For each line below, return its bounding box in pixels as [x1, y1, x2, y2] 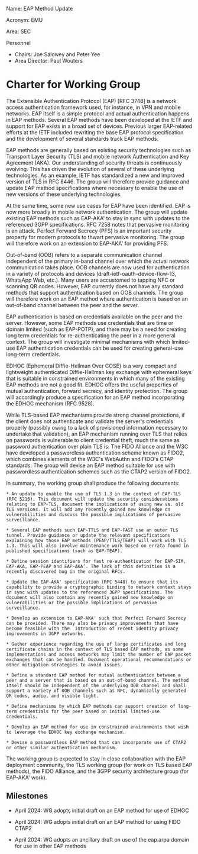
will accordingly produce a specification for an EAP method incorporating [6, 394, 185, 401]
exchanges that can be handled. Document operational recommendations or [6, 656, 192, 662]
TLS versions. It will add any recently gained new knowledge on [6, 506, 170, 513]
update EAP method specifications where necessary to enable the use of [6, 184, 184, 191]
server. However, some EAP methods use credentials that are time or [6, 319, 174, 326]
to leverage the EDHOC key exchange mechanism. [6, 729, 126, 735]
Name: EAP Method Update [6, 5, 73, 12]
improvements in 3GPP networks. [6, 630, 86, 637]
